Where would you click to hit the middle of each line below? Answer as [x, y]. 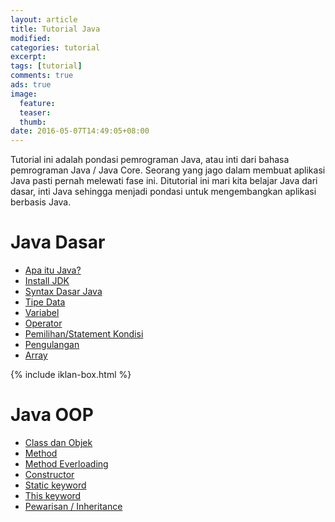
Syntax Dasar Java [63, 292]
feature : [37, 103]
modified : [31, 38]
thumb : [33, 122]
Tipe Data [45, 302]
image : [24, 94]
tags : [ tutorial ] [46, 66]
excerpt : [28, 57]
